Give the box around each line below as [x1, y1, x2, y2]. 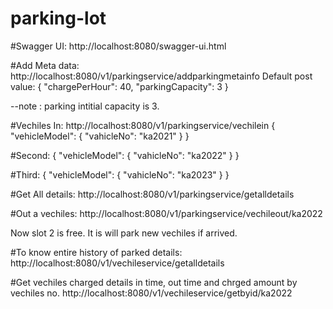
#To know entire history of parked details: [10, 246, 183, 258]
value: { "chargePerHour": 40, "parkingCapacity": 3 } [10, 80, 229, 92]
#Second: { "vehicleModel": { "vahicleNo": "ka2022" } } [10, 149, 240, 161]
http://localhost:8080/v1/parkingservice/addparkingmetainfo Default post [10, 70, 313, 82]
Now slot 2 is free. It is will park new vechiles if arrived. [10, 227, 238, 239]
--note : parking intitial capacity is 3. [10, 100, 160, 112]
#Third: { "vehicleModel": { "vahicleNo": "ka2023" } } [10, 168, 230, 181]
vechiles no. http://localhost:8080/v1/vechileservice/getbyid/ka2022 [10, 287, 293, 299]
